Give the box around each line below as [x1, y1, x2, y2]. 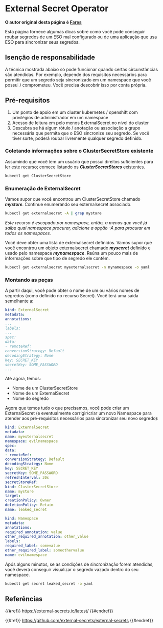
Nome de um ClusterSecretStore [12, 385, 78, 391]
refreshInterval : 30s [5, 475, 49, 480]
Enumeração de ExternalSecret [5, 185, 81, 192]
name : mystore [5, 489, 34, 494]
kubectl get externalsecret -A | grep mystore [5, 211, 102, 216]
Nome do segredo [12, 395, 49, 401]
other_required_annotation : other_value [5, 534, 89, 539]
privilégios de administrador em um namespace [12, 114, 109, 120]
